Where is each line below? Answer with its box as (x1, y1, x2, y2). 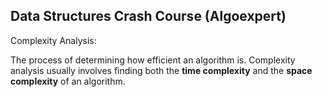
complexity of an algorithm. (10, 75, 126, 87)
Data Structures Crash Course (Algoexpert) (10, 8, 287, 25)
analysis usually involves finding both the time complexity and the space (10, 64, 313, 76)
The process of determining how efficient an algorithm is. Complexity (10, 54, 296, 66)
